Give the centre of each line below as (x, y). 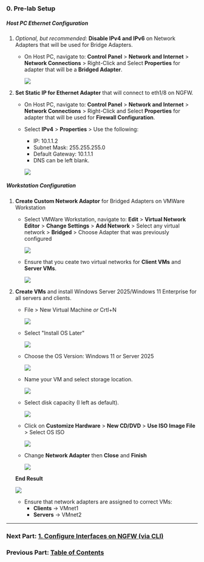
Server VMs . (40, 268)
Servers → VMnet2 (57, 515)
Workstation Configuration (41, 186)
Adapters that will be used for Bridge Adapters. (74, 44)
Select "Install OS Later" (54, 333)
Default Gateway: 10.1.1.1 (63, 154)
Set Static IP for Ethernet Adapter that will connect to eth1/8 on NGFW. (104, 92)
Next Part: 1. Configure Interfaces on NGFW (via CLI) (85, 536)
